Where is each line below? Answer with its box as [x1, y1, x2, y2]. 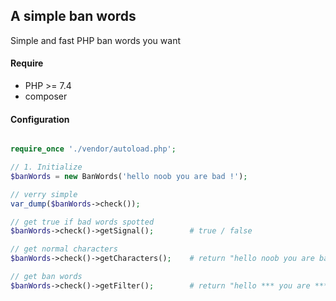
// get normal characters [10, 244, 118, 254]
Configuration [10, 113, 70, 125]
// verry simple [10, 189, 78, 199]
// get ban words [10, 272, 83, 282]
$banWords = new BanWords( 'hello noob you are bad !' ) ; [10, 171, 248, 181]
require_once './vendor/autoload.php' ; [10, 144, 177, 154]
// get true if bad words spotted [10, 217, 155, 227]
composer [24, 90, 68, 103]
